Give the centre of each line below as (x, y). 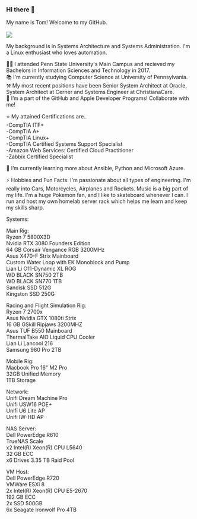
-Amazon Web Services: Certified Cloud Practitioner (70, 151)
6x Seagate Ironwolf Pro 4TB (42, 510)
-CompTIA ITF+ (25, 125)
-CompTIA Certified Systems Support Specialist (64, 144)
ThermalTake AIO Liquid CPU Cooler (51, 337)
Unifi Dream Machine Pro (37, 398)
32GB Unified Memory (34, 374)
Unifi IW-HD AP (25, 417)
